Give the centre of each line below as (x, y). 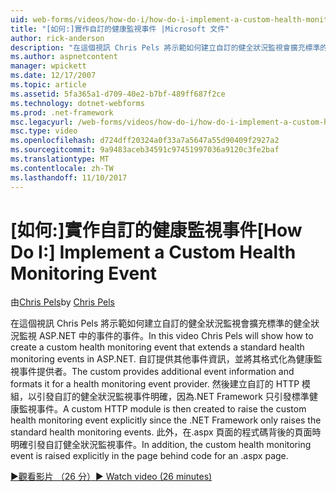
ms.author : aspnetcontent (64, 57)
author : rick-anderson (57, 38)
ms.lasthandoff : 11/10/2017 (69, 177)
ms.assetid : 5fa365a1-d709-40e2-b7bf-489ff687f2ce (118, 94)
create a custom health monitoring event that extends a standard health (157, 347)
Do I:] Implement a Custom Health (153, 252)
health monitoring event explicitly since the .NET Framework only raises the (166, 420)
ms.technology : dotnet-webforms (77, 103)
